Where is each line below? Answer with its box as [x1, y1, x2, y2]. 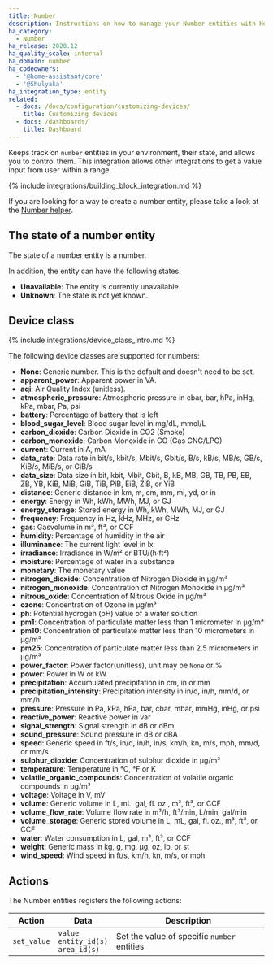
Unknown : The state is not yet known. [19, 290, 149, 300]
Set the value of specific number [115, 931, 236, 942]
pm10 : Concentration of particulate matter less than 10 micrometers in [19, 626, 255, 636]
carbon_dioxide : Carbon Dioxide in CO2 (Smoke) [19, 428, 185, 437]
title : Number [8, 11, 57, 20]
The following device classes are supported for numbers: [8, 351, 200, 361]
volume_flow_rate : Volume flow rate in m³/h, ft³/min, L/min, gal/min [19, 807, 248, 817]
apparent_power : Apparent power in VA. [19, 376, 157, 385]
